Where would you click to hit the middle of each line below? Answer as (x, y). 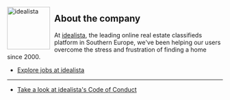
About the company (98, 19)
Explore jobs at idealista (51, 70)
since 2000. (24, 56)
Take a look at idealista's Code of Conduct (77, 89)
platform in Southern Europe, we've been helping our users (138, 42)
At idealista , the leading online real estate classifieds (128, 35)
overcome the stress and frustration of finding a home (130, 49)
